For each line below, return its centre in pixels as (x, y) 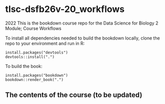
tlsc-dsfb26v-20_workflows (65, 9)
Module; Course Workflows (33, 28)
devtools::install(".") (30, 57)
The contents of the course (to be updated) (74, 95)
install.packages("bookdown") (37, 75)
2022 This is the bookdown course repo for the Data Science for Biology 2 (82, 23)
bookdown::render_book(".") (34, 79)
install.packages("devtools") (37, 52)
